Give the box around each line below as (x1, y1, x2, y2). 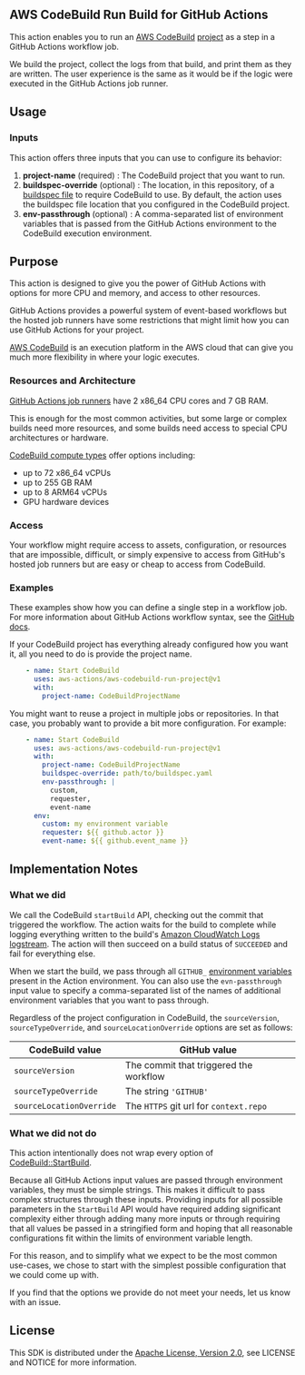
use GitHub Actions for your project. (9, 324, 145, 335)
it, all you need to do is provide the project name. (9, 648, 192, 659)
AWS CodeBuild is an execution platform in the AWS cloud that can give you (9, 342, 293, 353)
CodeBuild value (28, 1044, 102, 1056)
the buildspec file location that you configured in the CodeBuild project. (22, 199, 290, 210)
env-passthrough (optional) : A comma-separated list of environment (22, 208, 284, 219)
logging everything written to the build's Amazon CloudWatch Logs (9, 928, 261, 939)
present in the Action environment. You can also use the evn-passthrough (9, 975, 282, 986)
